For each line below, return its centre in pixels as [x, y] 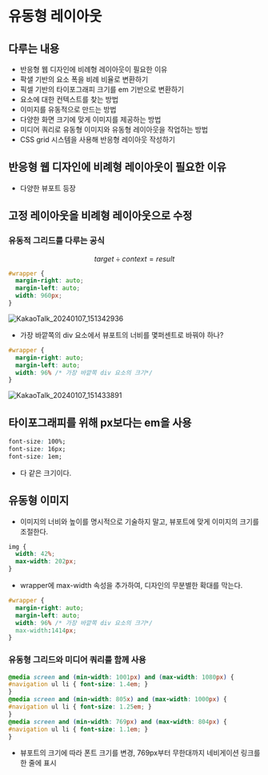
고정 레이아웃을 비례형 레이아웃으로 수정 [100, 216]
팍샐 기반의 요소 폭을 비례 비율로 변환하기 [84, 79]
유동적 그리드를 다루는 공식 [57, 241]
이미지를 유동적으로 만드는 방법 [68, 110]
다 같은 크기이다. [46, 473]
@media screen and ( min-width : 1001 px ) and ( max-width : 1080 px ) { [121, 677]
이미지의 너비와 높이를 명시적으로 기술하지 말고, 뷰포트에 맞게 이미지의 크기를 [140, 521]
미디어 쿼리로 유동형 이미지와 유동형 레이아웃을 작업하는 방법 [114, 130]
